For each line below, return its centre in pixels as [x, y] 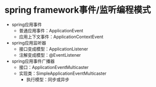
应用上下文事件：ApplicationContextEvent [61, 37]
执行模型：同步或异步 [48, 79]
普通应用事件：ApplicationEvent [51, 30]
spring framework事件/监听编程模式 [78, 10]
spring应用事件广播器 [33, 61]
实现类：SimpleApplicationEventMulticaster [63, 73]
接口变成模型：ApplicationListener [54, 49]
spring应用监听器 [29, 43]
